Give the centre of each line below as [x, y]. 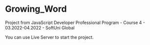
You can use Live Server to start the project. [49, 37]
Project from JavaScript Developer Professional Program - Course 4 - [75, 22]
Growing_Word [36, 9]
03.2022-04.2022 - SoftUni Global [40, 27]
